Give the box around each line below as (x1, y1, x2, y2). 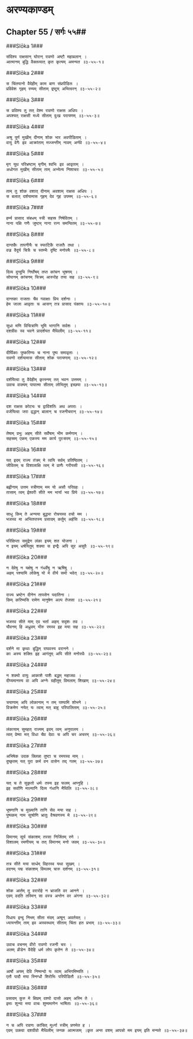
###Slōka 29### (6, 796, 47, 803)
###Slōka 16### (6, 446, 46, 453)
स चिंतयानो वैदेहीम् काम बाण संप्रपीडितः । (6, 81, 78, 87)
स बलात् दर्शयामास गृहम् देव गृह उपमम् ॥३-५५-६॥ (6, 193, 97, 199)
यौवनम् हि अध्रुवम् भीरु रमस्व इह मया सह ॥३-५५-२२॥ (6, 624, 105, 630)
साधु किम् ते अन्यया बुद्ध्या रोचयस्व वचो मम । (6, 511, 87, 517)
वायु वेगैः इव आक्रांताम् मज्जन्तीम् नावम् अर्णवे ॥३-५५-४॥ (6, 140, 106, 146)
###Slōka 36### (6, 984, 47, 991)
